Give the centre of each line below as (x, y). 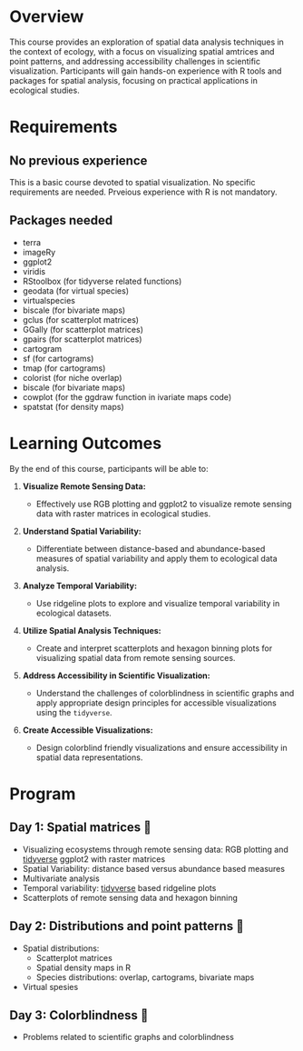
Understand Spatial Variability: (82, 531)
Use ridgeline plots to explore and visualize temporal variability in (158, 603)
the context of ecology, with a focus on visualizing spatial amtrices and (142, 51)
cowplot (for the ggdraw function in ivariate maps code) (127, 396)
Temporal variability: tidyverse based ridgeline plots (119, 887)
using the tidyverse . (74, 712)
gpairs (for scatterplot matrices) (82, 339)
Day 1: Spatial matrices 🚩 (81, 828)
